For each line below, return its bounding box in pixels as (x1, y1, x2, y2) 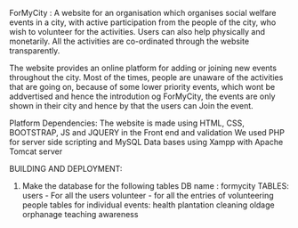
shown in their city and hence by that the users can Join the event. (9, 101, 254, 110)
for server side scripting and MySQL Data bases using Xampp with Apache (9, 137, 284, 147)
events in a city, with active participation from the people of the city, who (9, 17, 277, 28)
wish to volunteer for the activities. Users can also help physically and (9, 27, 265, 37)
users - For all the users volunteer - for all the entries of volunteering (21, 191, 274, 200)
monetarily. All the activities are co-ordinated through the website (9, 36, 250, 46)
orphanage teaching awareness (21, 209, 139, 219)
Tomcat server (9, 146, 63, 157)
